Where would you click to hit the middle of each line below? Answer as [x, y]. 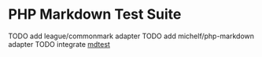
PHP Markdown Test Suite [95, 14]
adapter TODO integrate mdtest [59, 44]
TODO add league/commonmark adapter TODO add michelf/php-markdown [131, 36]
